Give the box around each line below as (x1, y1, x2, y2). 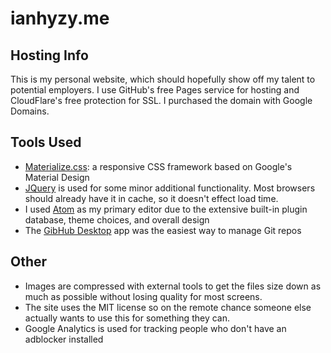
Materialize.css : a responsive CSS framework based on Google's (24, 160, 293, 172)
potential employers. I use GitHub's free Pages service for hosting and (10, 84, 300, 96)
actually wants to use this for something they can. (24, 312, 230, 324)
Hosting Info (10, 47, 89, 64)
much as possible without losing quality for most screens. (24, 290, 263, 302)
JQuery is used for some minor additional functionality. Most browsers (24, 182, 316, 194)
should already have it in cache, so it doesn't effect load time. (24, 192, 279, 204)
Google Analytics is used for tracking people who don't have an (24, 322, 287, 334)
